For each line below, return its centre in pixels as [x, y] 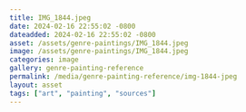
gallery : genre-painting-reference [77, 69]
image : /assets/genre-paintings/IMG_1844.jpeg [99, 51]
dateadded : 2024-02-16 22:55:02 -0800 [83, 34]
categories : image [44, 60]
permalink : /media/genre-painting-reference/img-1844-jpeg [123, 77]
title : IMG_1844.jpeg [50, 18]
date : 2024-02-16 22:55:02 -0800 [73, 26]
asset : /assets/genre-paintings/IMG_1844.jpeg [99, 43]
